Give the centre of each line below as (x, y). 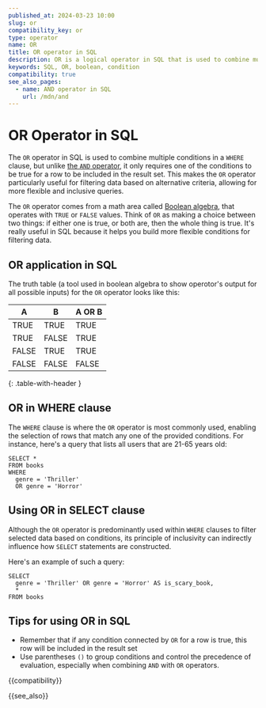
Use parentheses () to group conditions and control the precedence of (135, 657)
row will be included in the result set (78, 649)
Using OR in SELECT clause (77, 511)
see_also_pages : (35, 81)
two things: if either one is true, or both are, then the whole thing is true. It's (131, 223)
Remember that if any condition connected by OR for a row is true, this (133, 640)
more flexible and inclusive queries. (66, 191)
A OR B (89, 312)
